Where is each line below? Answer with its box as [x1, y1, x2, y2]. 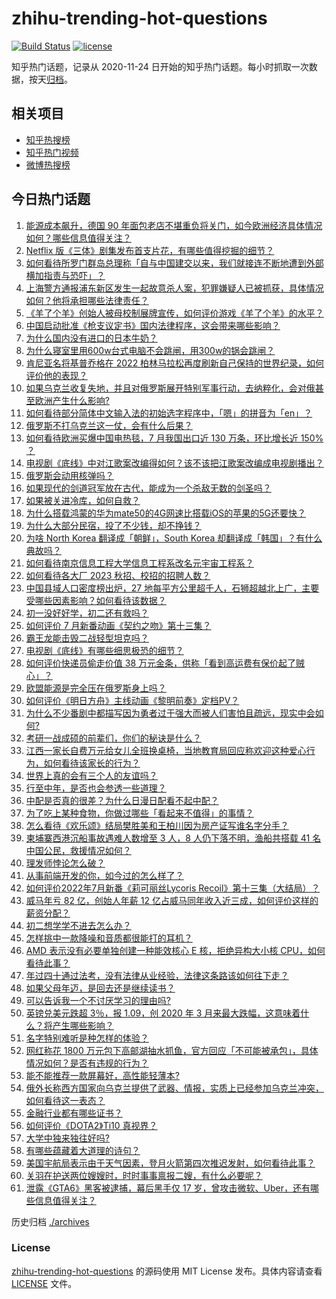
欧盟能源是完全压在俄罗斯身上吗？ [25, 682, 167, 694]
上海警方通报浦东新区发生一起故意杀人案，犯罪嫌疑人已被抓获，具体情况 [25, 282, 324, 294]
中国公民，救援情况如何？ [25, 844, 132, 856]
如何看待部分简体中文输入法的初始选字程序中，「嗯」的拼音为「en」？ [25, 407, 313, 419]
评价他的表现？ [25, 369, 88, 381]
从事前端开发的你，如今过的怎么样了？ [25, 869, 184, 881]
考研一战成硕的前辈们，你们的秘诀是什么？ [25, 732, 202, 744]
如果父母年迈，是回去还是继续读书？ [25, 982, 176, 994]
